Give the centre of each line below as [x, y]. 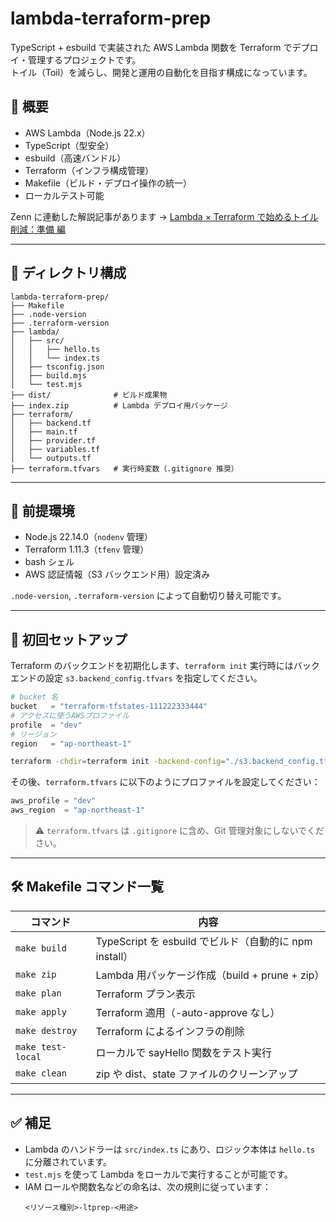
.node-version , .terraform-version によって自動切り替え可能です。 [148, 596]
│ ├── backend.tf [51, 423]
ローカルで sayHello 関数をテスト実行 [183, 1052]
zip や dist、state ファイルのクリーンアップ [196, 1074]
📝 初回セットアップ [69, 639]
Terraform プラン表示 [145, 994]
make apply [41, 1011]
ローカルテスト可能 [64, 195]
